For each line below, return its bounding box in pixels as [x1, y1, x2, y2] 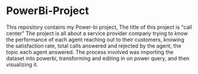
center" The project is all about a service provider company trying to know [6, 29, 188, 36]
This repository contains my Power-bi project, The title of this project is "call [6, 23, 193, 31]
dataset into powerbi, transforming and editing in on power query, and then [6, 55, 190, 62]
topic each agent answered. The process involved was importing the [6, 48, 174, 55]
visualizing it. [6, 60, 39, 68]
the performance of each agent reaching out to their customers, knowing [6, 36, 185, 43]
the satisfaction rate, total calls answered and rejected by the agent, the [6, 42, 182, 49]
